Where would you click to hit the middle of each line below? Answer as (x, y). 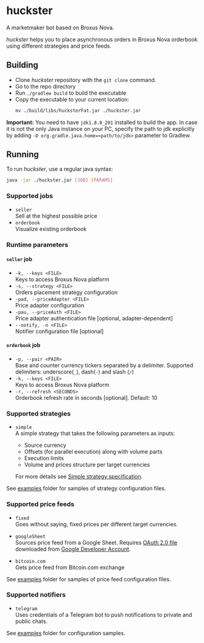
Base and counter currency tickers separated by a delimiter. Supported (104, 365)
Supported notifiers (36, 595)
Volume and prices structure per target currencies (87, 465)
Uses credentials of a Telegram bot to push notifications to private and (104, 614)
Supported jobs (30, 196)
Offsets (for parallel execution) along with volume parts (93, 452)
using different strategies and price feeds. (59, 46)
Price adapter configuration (50, 305)
